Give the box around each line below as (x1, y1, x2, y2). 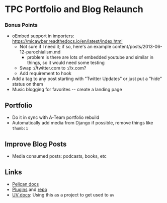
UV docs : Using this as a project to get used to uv (12, 191, 115, 197)
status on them (12, 81, 43, 87)
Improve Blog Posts (5, 140, 67, 148)
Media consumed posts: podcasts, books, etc (12, 153, 107, 159)
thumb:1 (12, 126, 28, 131)
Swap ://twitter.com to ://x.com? (19, 65, 87, 71)
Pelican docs (12, 181, 39, 187)
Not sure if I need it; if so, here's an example (19, 44, 112, 50)
